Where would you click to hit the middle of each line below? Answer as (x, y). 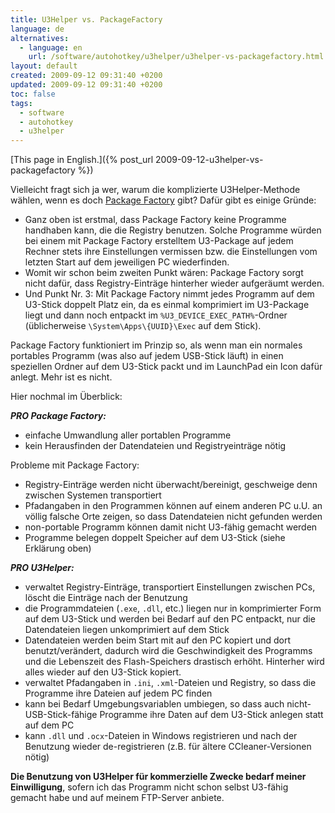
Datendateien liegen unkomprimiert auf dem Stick (127, 630)
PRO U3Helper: (42, 568)
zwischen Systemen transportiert (93, 495)
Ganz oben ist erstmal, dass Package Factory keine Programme (155, 220)
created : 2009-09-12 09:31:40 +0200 (86, 76)
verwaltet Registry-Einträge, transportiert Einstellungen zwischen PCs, (170, 587)
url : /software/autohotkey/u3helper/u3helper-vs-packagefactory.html (176, 57)
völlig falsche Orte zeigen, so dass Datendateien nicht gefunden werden (173, 517)
